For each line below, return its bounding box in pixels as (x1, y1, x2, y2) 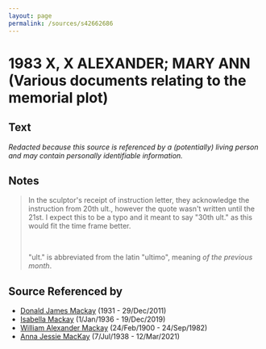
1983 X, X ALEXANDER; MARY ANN (8, 54, 251, 73)
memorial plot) (8, 88, 109, 107)
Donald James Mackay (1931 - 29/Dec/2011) (19, 306, 167, 316)
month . (27, 261, 52, 271)
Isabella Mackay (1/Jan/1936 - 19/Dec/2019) (19, 314, 166, 324)
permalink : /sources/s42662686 (8, 19, 114, 27)
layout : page (8, 11, 52, 20)
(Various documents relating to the (8, 71, 247, 90)
